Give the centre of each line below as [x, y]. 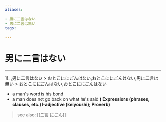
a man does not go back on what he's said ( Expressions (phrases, [81, 99]
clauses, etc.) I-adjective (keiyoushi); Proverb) [61, 104]
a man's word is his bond [38, 94]
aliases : [14, 10]
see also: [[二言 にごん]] [41, 115]
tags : [11, 28]
